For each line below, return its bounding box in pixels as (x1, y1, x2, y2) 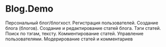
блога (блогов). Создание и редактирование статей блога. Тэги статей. (5, 25, 161, 31)
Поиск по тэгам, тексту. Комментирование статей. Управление (5, 30, 144, 36)
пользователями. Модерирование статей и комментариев (5, 36, 133, 42)
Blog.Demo (5, 3, 54, 15)
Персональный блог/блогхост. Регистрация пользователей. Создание (5, 20, 158, 26)
